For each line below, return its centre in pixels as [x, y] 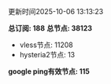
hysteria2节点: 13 [47, 55]
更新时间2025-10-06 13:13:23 [56, 11]
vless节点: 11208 [46, 45]
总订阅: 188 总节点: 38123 [50, 28]
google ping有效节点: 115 [49, 71]
